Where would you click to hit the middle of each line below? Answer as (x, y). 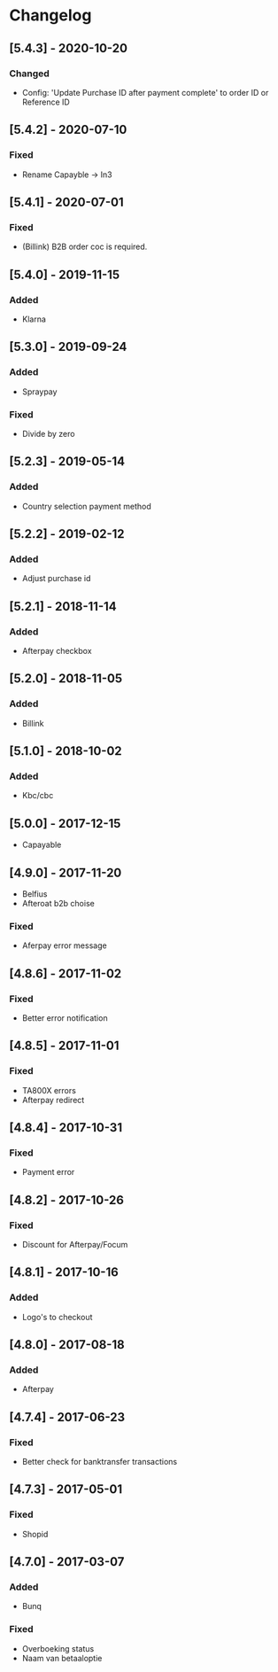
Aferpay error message (65, 945)
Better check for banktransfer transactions (100, 1462)
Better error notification (65, 1018)
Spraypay (39, 392)
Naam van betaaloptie (62, 1658)
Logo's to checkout (57, 1317)
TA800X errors (49, 1090)
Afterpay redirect (53, 1100)
